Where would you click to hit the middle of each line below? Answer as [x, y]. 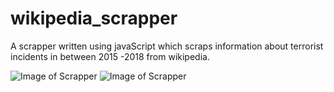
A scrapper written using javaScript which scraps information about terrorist [167, 46]
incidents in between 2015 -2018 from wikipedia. [110, 56]
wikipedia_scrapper [94, 18]
